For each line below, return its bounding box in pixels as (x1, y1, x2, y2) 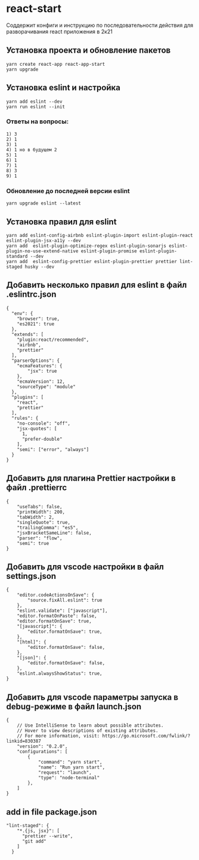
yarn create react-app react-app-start (6, 61, 105, 67)
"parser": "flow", (17, 535, 63, 541)
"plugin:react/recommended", (17, 337, 89, 343)
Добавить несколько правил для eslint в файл (6, 280, 187, 290)
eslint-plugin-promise (80, 248, 137, 254)
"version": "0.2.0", (17, 743, 68, 749)
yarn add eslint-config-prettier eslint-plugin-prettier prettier (6, 258, 178, 264)
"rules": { (11, 415, 39, 421)
